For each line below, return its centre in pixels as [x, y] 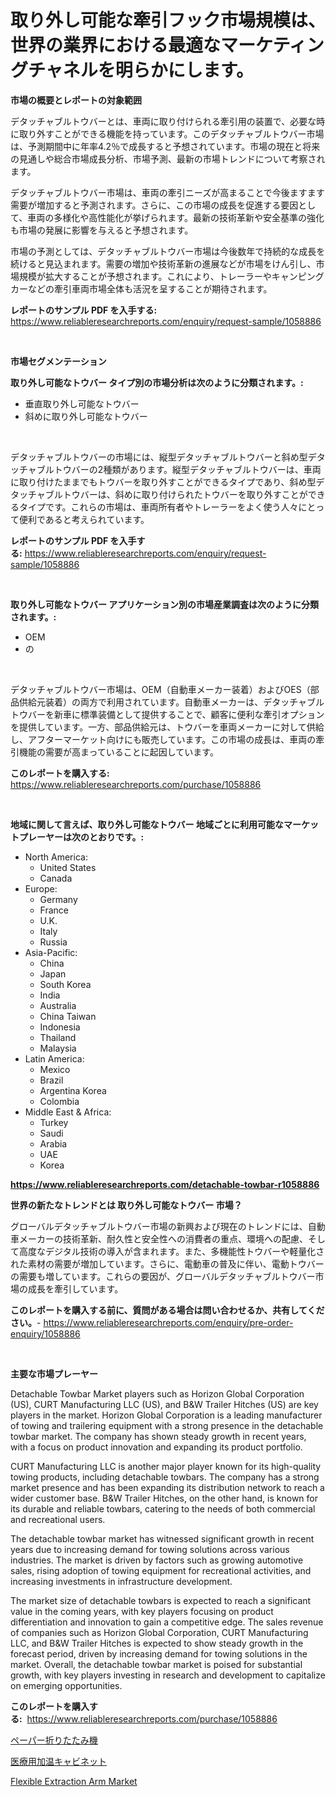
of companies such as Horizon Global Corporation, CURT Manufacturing [159, 1632]
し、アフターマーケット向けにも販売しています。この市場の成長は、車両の [163, 739]
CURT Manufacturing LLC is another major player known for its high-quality [166, 1466]
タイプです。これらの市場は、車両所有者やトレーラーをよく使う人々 [158, 507]
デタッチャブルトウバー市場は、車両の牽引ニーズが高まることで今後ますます [167, 192]
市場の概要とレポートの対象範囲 [76, 100]
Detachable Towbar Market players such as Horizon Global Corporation [157, 1393]
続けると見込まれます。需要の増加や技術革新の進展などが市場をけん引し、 [163, 263]
